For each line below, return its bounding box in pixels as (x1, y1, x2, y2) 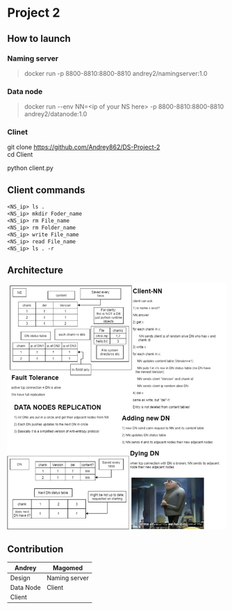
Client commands (7, 184, 85, 196)
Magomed (53, 563, 83, 572)
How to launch (7, 33, 71, 45)
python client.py (7, 164, 53, 172)
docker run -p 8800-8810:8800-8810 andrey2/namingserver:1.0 (24, 69, 208, 77)
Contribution (7, 543, 64, 555)
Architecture (7, 264, 64, 276)
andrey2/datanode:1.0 (24, 110, 88, 118)
